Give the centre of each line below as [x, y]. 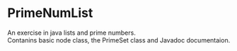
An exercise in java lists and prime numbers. [71, 33]
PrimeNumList [50, 13]
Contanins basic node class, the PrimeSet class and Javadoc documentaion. [119, 40]
